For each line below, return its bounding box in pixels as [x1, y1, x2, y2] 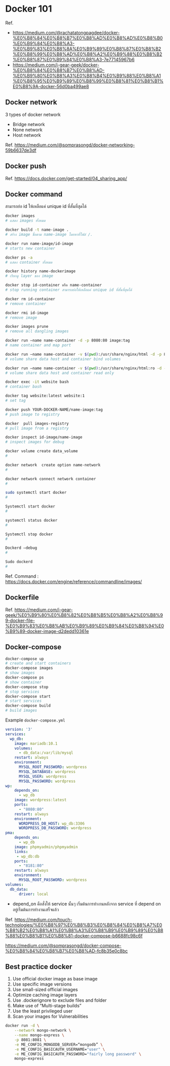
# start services [5, 699, 42, 704]
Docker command [5, 190, 63, 198]
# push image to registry [5, 412, 60, 417]
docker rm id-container [5, 296, 56, 302]
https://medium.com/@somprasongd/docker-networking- [14, 142, 135, 148]
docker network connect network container [5, 476, 96, 481]
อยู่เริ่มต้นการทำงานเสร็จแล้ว [12, 906, 59, 912]
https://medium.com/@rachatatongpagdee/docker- [12, 29, 120, 35]
